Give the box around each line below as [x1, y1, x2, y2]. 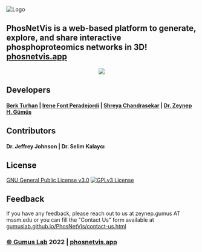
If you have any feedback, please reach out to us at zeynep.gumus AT [6, 210, 180, 217]
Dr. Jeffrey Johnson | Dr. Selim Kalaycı [6, 142, 105, 150]
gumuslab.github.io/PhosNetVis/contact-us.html [6, 223, 126, 230]
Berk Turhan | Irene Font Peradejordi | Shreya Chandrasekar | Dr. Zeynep [6, 102, 192, 109]
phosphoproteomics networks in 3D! [6, 42, 148, 53]
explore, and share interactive [6, 33, 122, 43]
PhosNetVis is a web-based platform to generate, [6, 23, 197, 33]
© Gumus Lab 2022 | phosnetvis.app [6, 238, 118, 247]
